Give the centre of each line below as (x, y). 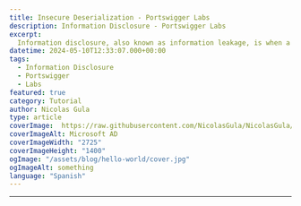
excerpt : (26, 34)
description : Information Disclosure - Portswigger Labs (118, 26)
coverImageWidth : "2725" (56, 142)
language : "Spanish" (48, 176)
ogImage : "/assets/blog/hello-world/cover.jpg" (100, 159)
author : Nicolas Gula (50, 109)
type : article (36, 117)
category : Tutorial (46, 101)
